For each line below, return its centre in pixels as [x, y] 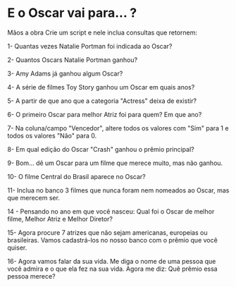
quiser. [17, 248]
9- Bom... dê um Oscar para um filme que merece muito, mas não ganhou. [115, 163]
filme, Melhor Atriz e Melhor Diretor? [60, 219]
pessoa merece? [31, 276]
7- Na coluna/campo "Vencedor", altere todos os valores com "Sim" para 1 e [118, 128]
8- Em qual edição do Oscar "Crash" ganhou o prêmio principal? [101, 149]
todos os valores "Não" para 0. [52, 135]
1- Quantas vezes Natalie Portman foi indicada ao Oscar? [90, 46]
